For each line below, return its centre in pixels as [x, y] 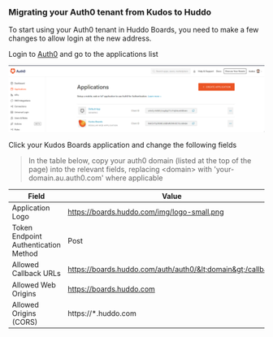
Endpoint [27, 236]
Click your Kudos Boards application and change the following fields [123, 145]
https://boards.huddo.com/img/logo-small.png [146, 212]
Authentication [36, 245]
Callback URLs [36, 274]
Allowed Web [34, 285]
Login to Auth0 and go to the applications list [83, 54]
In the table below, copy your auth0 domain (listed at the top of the [140, 161]
